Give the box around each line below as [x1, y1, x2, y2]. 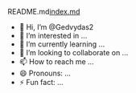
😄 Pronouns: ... [19, 68, 72, 78]
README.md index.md [7, 7, 80, 16]
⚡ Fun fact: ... [19, 78, 64, 87]
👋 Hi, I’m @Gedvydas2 [19, 22, 94, 31]
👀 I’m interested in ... [19, 31, 88, 40]
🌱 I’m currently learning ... [19, 39, 105, 49]
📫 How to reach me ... [19, 57, 94, 67]
